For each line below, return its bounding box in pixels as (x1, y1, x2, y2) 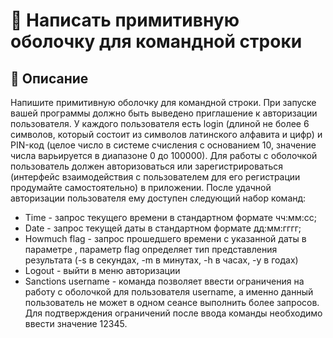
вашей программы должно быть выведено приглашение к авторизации (10, 107, 318, 119)
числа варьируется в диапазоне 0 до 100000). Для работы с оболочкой (10, 150, 318, 161)
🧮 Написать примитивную (10, 9, 240, 32)
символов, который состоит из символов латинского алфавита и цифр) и (10, 129, 323, 140)
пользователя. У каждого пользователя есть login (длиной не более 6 (10, 118, 310, 129)
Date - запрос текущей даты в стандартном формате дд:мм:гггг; (24, 222, 302, 234)
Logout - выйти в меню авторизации (24, 265, 181, 276)
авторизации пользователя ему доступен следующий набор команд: (10, 192, 307, 204)
